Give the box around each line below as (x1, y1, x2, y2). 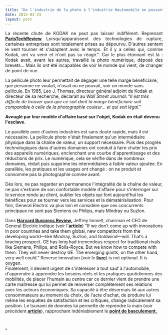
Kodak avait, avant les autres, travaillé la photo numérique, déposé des (5, 57, 163, 63)
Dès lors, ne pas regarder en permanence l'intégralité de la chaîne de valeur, (5, 181, 163, 187)
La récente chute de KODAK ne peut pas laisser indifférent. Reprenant (5, 31, 163, 37)
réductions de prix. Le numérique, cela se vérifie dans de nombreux (5, 155, 145, 161)
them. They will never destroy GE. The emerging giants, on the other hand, (5, 249, 159, 256)
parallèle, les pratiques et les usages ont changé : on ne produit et (5, 166, 141, 172)
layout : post (5, 17, 32, 22)
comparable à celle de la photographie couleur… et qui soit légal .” (5, 104, 141, 110)
